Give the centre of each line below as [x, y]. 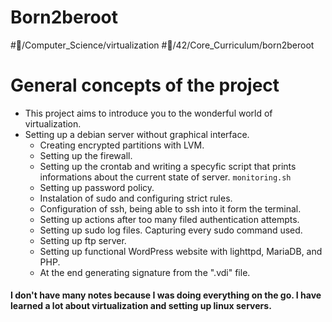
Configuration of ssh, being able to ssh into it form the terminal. [170, 208]
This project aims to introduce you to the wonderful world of [148, 113]
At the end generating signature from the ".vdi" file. [145, 272]
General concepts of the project [145, 85]
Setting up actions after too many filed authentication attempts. [169, 219]
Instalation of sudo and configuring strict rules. [136, 198]
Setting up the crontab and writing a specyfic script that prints [168, 166]
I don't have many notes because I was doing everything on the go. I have [166, 295]
